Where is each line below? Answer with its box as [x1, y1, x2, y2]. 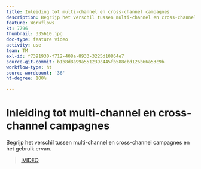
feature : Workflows [6, 20, 55, 26]
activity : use [6, 42, 42, 48]
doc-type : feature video [6, 36, 68, 42]
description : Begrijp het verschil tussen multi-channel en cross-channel [6, 14, 197, 20]
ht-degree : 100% [6, 75, 47, 81]
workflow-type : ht [6, 64, 52, 70]
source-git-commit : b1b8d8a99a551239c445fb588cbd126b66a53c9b [6, 59, 165, 64]
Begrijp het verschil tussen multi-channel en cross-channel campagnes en [6, 139, 190, 146]
